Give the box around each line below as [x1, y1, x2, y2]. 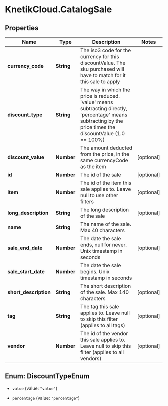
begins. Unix [80, 268, 110, 275]
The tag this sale [80, 303, 119, 310]
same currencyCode [80, 157, 128, 164]
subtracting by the [80, 118, 123, 124]
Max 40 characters [80, 227, 125, 234]
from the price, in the [80, 151, 130, 157]
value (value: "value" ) [12, 385, 58, 391]
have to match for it [80, 72, 126, 79]
